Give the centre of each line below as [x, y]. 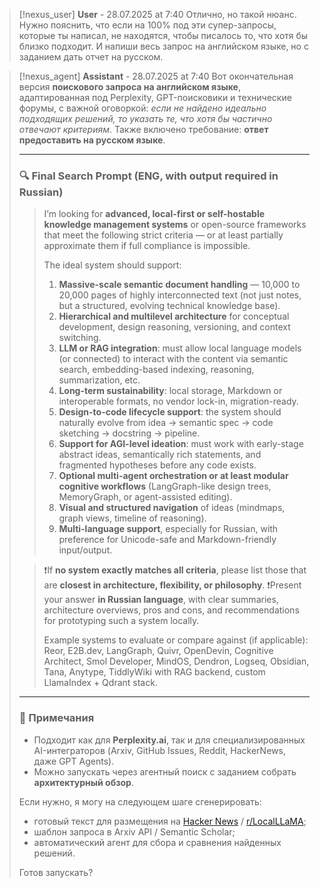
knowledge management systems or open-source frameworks [175, 225]
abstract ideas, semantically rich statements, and [160, 455]
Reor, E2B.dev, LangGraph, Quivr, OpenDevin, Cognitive [158, 651]
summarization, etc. [99, 380]
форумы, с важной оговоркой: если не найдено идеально [142, 108]
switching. [80, 338]
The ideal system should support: [112, 265]
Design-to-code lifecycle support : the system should [170, 412]
